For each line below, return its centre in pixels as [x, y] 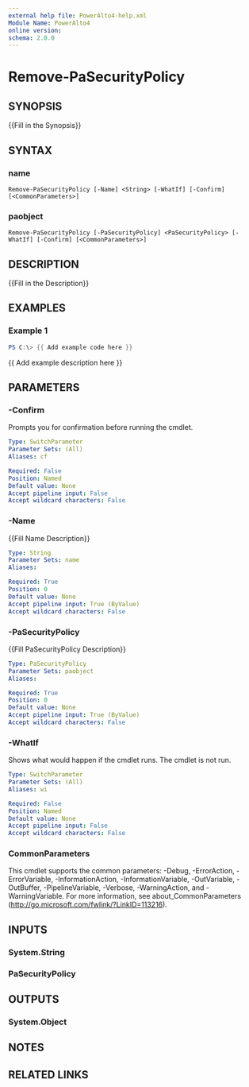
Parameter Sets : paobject [51, 671]
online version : [35, 30]
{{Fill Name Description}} [49, 538]
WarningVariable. [36, 896]
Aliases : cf [28, 457]
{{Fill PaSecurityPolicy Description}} [67, 649]
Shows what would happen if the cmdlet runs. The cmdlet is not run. [120, 760]
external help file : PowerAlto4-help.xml [78, 15]
